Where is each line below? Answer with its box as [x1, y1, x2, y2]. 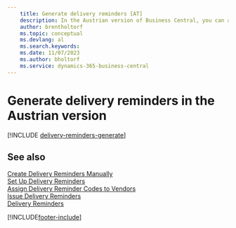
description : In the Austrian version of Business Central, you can [20, 17, 225, 24]
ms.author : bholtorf [20, 56, 80, 63]
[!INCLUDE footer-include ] [7, 213, 82, 222]
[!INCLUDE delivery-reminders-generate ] [7, 130, 126, 139]
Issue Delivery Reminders [7, 192, 81, 201]
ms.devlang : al [20, 36, 65, 43]
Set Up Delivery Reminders [7, 177, 86, 186]
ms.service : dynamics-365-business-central [20, 62, 150, 69]
